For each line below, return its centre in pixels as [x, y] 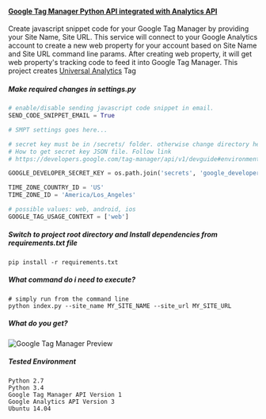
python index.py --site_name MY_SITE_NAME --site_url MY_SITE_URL [120, 306]
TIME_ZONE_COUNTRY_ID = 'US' [56, 188]
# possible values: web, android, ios [72, 209]
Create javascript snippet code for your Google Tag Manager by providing [129, 29]
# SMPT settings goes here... [58, 130]
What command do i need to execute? [72, 280]
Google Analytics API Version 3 [61, 402]
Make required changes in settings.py [72, 89]
